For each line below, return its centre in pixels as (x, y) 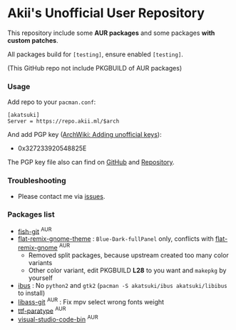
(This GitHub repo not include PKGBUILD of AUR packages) (95, 68)
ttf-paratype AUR (42, 310)
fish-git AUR (35, 231)
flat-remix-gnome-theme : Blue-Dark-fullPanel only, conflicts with (116, 239)
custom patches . (33, 40)
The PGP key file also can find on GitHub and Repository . (91, 163)
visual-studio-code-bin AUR (58, 319)
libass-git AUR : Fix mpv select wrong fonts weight (91, 301)
